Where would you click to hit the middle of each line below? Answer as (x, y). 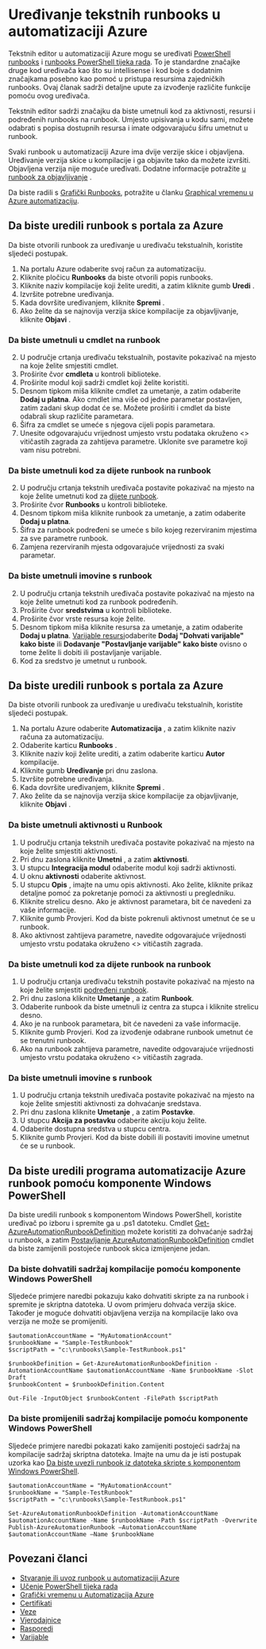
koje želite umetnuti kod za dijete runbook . (89, 496)
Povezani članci (48, 1559)
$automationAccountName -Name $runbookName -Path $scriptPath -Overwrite (133, 1520)
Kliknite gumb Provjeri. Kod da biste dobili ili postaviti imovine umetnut (135, 1138)
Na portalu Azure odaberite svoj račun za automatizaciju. (113, 268)
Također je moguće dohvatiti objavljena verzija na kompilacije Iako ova (123, 1313)
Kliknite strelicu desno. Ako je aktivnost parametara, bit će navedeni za (135, 901)
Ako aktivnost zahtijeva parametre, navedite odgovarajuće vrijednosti (133, 935)
